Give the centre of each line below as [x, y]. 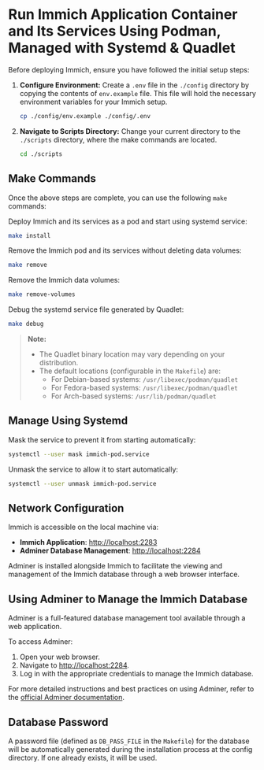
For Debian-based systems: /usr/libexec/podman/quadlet [145, 379]
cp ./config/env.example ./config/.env [85, 116]
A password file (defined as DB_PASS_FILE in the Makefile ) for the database [129, 741]
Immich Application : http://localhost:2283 [88, 542]
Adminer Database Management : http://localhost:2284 [110, 551]
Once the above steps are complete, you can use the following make [118, 198]
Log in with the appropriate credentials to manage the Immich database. [136, 674]
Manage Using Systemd [68, 421]
